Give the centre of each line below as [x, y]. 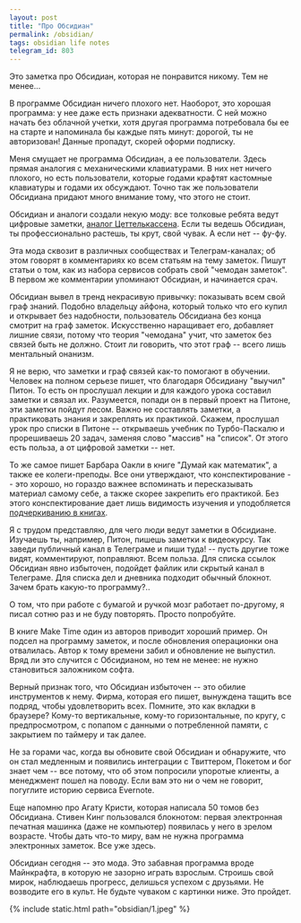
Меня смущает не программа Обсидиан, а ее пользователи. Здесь [138, 159]
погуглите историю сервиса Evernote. [82, 790]
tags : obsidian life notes [60, 43]
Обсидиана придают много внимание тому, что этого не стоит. [130, 197]
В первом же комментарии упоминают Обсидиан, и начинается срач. [144, 280]
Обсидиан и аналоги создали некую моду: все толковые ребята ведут [144, 214]
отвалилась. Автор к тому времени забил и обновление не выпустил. [142, 650]
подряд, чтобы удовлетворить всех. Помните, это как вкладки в [133, 706]
